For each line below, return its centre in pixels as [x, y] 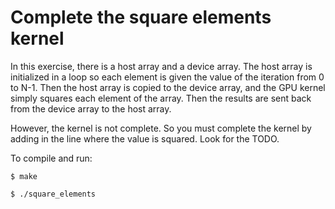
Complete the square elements [141, 17]
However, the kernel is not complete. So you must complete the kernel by [161, 128]
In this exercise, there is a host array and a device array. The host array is [161, 66]
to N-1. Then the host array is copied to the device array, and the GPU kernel [168, 87]
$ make [24, 176]
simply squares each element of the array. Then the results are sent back [161, 98]
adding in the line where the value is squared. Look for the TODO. [145, 138]
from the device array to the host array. [91, 108]
